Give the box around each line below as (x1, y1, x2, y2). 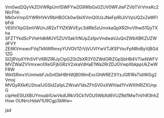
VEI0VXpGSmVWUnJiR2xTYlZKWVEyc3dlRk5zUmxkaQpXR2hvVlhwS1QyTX (5, 25, 158, 31)
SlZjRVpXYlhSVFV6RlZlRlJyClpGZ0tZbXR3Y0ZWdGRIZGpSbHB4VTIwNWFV (5, 56, 158, 62)
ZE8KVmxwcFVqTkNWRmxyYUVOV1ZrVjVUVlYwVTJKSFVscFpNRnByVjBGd (5, 46, 159, 51)
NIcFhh (5, 9, 20, 15)
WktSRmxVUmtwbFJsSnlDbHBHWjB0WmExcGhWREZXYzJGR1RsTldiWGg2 (5, 72, 157, 77)
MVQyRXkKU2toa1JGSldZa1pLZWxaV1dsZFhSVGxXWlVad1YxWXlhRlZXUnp (5, 82, 157, 88)
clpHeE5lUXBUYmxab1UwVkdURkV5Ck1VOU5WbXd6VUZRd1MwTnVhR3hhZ (5, 93, 159, 98)
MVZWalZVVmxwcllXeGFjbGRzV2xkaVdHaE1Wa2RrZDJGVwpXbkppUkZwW (5, 61, 158, 67)
